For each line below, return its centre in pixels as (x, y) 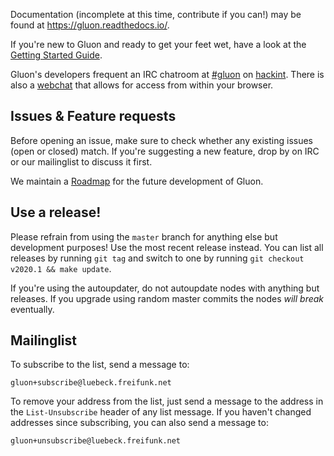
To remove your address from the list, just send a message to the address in (167, 401)
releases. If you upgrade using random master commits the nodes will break (167, 298)
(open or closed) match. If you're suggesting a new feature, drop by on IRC (165, 151)
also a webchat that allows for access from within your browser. (142, 85)
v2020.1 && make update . (61, 268)
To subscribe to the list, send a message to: (100, 365)
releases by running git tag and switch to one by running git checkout (157, 258)
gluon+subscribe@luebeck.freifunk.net (91, 383)
